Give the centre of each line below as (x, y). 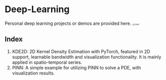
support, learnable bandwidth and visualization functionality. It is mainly (87, 57)
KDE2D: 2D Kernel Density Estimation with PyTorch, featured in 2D (81, 51)
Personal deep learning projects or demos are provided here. (68, 23)
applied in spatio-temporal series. (47, 62)
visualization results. (33, 73)
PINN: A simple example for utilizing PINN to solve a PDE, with (76, 67)
